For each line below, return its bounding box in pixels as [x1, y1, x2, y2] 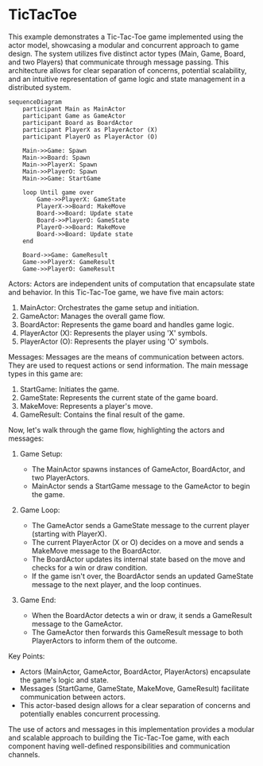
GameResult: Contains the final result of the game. [19, 410, 185, 419]
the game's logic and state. [19, 675, 109, 685]
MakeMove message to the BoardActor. [31, 546, 161, 555]
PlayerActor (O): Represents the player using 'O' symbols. [19, 336, 209, 346]
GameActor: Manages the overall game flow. [19, 311, 165, 321]
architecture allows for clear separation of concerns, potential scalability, [8, 65, 247, 75]
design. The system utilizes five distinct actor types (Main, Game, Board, [8, 49, 246, 58]
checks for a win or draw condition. [31, 562, 149, 572]
